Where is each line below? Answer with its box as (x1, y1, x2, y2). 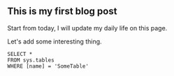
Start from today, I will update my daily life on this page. (7, 23, 168, 32)
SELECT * (7, 50, 33, 57)
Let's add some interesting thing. (7, 37, 103, 46)
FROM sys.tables (7, 57, 55, 64)
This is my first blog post (7, 6, 117, 17)
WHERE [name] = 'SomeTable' (7, 62, 89, 70)
